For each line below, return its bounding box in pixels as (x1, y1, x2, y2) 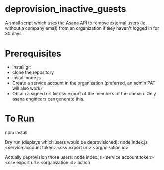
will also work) (12, 85, 42, 91)
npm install (5, 129, 28, 135)
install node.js (12, 74, 41, 80)
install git (12, 64, 31, 70)
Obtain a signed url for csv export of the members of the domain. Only (12, 90, 156, 96)
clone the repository (12, 69, 54, 75)
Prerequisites (5, 48, 62, 59)
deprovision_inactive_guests (5, 3, 126, 15)
